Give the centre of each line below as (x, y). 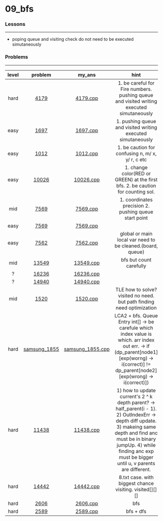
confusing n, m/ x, (136, 153)
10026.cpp (87, 179)
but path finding (136, 301)
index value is (136, 334)
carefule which (136, 328)
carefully (136, 266)
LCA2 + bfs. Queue (136, 315)
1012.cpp (87, 153)
